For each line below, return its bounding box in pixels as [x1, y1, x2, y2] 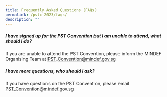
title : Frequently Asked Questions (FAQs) [5, 7, 97, 13]
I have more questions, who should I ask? [5, 68, 96, 74]
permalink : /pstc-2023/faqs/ [5, 12, 67, 17]
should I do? [5, 38, 32, 44]
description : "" [5, 17, 40, 22]
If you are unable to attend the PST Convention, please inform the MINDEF [5, 51, 162, 57]
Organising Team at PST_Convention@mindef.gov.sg [5, 56, 116, 62]
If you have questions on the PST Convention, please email [5, 81, 129, 87]
